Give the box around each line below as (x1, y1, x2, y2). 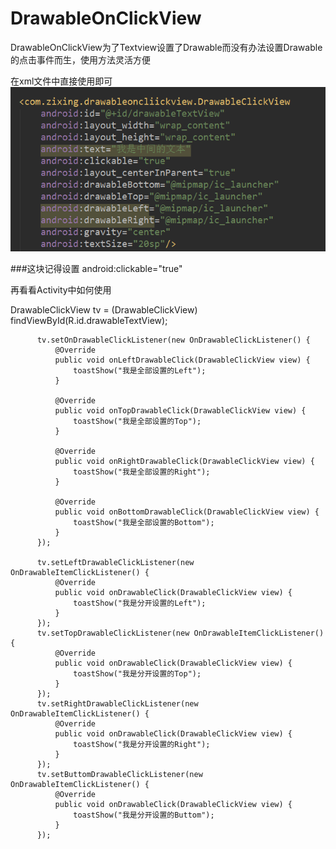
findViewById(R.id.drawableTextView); (10, 314, 168, 326)
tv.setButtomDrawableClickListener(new (36, 769, 203, 779)
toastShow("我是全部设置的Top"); (73, 416, 202, 426)
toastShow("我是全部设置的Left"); (73, 365, 207, 376)
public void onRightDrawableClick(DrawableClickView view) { (54, 456, 315, 466)
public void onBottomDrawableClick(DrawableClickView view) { (54, 507, 320, 517)
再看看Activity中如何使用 (10, 283, 112, 296)
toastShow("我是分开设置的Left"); (73, 598, 207, 608)
